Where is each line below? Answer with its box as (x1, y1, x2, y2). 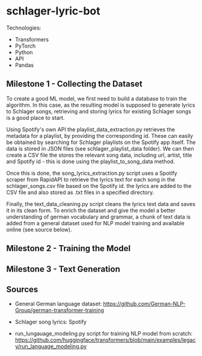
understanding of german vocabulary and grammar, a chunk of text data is (6, 213, 191, 220)
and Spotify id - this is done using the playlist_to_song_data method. (6, 158, 176, 165)
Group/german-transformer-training (14, 307, 104, 314)
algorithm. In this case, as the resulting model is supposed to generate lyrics (6, 101, 195, 108)
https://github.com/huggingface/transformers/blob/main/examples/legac (14, 336, 196, 344)
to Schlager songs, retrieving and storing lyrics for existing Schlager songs (6, 107, 191, 115)
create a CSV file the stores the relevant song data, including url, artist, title (6, 151, 192, 158)
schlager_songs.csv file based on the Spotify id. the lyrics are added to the (6, 182, 192, 189)
